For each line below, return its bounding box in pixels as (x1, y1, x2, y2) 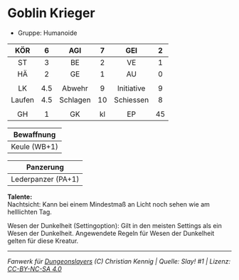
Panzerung (26, 162, 64, 172)
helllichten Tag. (7, 207, 52, 216)
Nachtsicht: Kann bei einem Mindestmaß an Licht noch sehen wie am (7, 199, 210, 208)
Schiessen (113, 95, 149, 105)
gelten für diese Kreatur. (7, 237, 79, 245)
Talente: (7, 192, 33, 201)
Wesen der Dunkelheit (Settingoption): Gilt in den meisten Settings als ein (7, 221, 223, 229)
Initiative (117, 83, 146, 93)
